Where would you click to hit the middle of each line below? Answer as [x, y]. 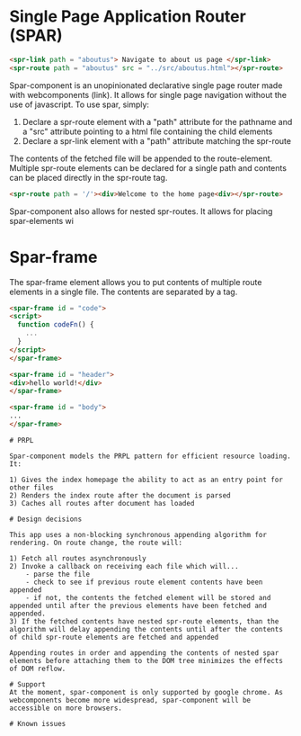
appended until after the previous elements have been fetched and [138, 606]
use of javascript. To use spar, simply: [80, 104]
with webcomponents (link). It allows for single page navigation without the [148, 94]
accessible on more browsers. [66, 708]
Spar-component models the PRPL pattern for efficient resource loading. [150, 456]
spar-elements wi [42, 220]
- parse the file [58, 574]
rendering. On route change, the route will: [96, 543]
